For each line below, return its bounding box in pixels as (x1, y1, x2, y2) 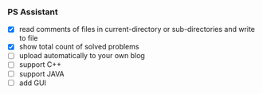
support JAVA (18, 69, 65, 78)
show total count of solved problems (18, 42, 139, 52)
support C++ (18, 60, 61, 69)
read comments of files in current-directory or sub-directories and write (18, 25, 256, 34)
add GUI (18, 78, 47, 88)
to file (18, 33, 38, 43)
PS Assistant (7, 6, 58, 18)
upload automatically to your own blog (18, 51, 145, 61)
